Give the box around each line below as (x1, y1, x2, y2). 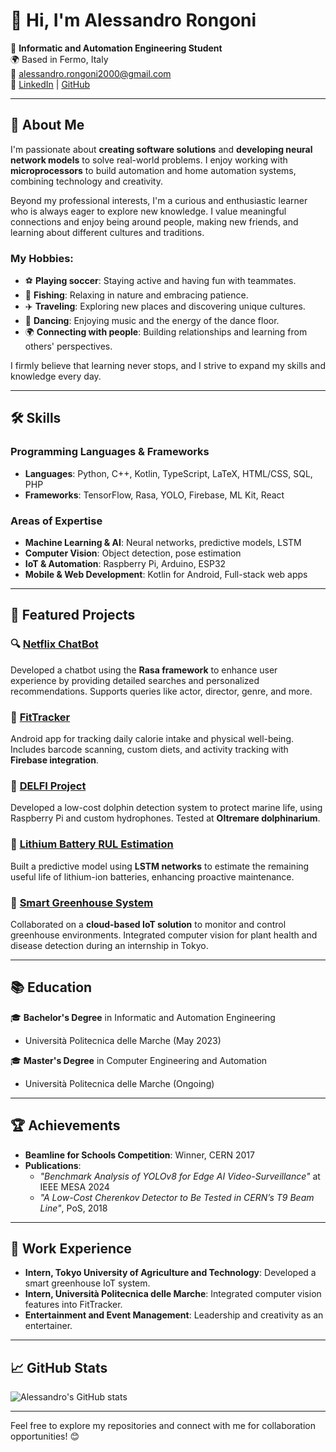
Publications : (24, 1159, 82, 1171)
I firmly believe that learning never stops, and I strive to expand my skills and (10, 360, 326, 372)
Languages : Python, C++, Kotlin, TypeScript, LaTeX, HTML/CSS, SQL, (24, 467, 313, 479)
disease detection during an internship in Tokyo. (10, 939, 209, 951)
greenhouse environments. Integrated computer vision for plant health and (10, 929, 318, 941)
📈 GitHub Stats (10, 1359, 108, 1376)
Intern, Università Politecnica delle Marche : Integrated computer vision (24, 1288, 322, 1300)
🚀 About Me (10, 117, 85, 134)
